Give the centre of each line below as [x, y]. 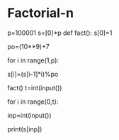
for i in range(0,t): [33, 102]
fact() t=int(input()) [35, 87]
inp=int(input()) [29, 115]
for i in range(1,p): [33, 60]
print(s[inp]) [25, 129]
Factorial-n [41, 13]
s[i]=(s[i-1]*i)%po [33, 74]
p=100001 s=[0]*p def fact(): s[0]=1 [60, 33]
